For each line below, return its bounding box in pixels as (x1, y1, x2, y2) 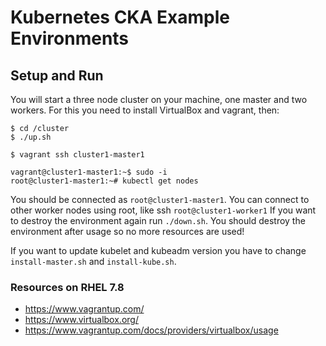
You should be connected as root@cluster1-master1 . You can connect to (10, 194, 310, 205)
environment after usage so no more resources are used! (10, 226, 245, 237)
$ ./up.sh (10, 132, 52, 142)
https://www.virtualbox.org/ (24, 314, 139, 326)
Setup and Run (10, 67, 104, 84)
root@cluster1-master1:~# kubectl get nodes (10, 176, 199, 186)
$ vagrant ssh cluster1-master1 (10, 150, 145, 160)
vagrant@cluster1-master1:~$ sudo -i (10, 167, 168, 177)
